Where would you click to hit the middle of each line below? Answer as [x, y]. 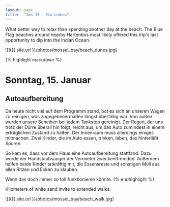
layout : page [19, 10]
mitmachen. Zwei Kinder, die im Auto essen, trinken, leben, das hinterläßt [82, 138]
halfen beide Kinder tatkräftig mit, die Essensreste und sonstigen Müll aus [82, 164]
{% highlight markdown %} [34, 59]
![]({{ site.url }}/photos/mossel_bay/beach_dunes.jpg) [61, 50]
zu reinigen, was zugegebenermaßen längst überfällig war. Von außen [79, 116]
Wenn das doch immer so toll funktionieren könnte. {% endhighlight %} [80, 179]
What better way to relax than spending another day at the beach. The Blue [84, 29]
